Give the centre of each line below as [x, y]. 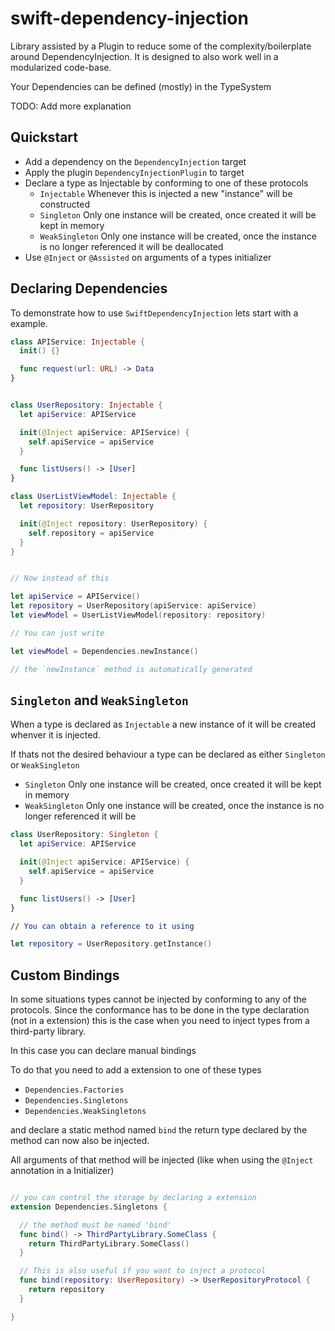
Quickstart [44, 137]
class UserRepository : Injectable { [86, 405]
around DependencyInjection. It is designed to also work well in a [144, 56]
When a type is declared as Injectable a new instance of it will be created [163, 724]
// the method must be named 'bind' [95, 1225]
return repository [66, 1290]
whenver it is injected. [55, 735]
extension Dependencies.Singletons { [89, 1207]
